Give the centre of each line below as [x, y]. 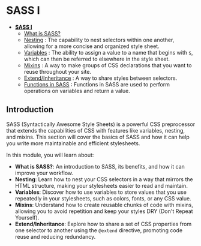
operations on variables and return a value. [77, 91]
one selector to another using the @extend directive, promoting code [99, 230]
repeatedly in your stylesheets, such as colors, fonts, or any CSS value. [103, 198]
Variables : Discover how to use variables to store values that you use [101, 192]
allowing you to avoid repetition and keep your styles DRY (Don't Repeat [104, 211]
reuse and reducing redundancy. [55, 236]
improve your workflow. [44, 173]
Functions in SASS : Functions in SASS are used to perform [97, 84]
